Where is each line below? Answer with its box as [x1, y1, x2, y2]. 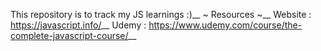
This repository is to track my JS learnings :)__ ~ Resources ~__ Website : [10, 9, 312, 20]
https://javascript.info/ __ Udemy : [10, 19, 147, 31]
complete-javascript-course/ [10, 30, 129, 41]
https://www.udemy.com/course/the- [148, 19, 303, 31]
